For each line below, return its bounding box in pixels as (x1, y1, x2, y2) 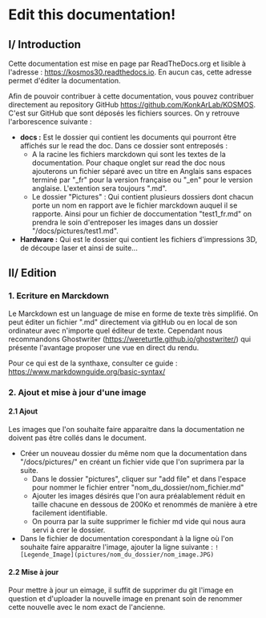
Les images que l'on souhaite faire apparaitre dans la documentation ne (8, 424, 245, 434)
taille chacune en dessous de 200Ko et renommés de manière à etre (31, 499, 258, 509)
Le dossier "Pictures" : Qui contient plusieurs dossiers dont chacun (31, 192, 254, 201)
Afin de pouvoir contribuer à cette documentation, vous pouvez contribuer (8, 91, 254, 101)
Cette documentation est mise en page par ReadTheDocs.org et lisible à (8, 59, 247, 68)
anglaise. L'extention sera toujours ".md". (31, 184, 167, 193)
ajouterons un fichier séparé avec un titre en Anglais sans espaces (31, 167, 252, 176)
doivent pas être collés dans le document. (8, 433, 147, 442)
